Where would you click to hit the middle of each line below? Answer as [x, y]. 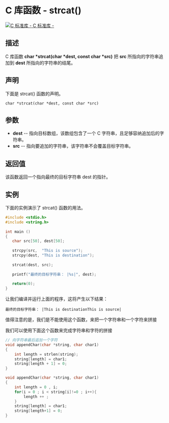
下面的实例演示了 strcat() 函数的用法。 [45, 208]
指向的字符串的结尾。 [53, 63]
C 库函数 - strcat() [43, 10]
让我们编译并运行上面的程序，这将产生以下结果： [57, 299]
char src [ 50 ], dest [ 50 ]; [38, 241]
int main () [18, 232]
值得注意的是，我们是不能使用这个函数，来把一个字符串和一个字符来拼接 [81, 320]
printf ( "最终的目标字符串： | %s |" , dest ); [54, 274]
